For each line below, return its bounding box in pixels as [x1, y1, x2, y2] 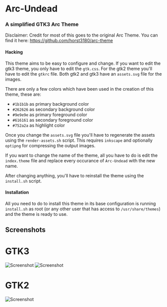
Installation [5, 189, 29, 195]
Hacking [5, 49, 23, 55]
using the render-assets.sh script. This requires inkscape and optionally [5, 137, 153, 143]
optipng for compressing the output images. [5, 142, 96, 148]
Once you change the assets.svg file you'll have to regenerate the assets [5, 132, 156, 138]
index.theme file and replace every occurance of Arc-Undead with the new [5, 157, 156, 163]
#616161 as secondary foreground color [12, 117, 93, 123]
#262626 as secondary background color [12, 106, 95, 112]
